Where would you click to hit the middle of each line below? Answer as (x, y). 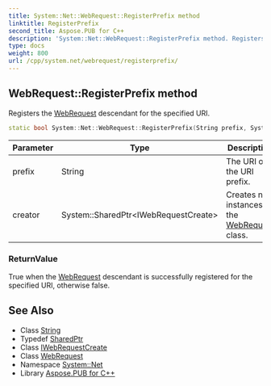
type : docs (27, 46)
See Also (31, 310)
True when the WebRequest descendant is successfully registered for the (131, 276)
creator (26, 215)
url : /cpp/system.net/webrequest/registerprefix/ (94, 61)
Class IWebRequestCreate (63, 347)
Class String (40, 330)
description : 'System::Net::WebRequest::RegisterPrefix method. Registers (137, 38)
